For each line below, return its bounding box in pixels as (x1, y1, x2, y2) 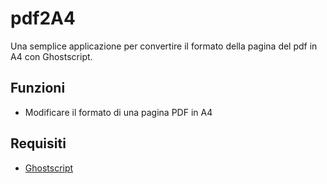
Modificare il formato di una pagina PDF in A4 (24, 106, 213, 118)
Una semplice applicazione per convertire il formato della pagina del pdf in (10, 40, 318, 52)
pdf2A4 (10, 7, 76, 30)
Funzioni (10, 80, 66, 97)
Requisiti (10, 135, 67, 152)
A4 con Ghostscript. (10, 50, 93, 62)
